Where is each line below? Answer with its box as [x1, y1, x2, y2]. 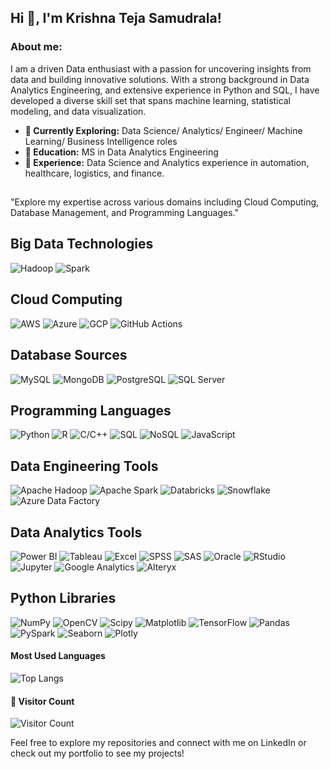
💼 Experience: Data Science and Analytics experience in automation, [24, 156, 310, 168]
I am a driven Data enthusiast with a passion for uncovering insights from [10, 62, 312, 75]
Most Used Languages [10, 650, 106, 662]
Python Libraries [10, 590, 117, 607]
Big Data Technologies [10, 236, 154, 253]
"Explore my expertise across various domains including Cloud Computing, [10, 196, 320, 208]
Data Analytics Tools [10, 524, 143, 541]
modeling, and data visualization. [10, 105, 147, 117]
